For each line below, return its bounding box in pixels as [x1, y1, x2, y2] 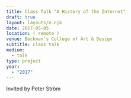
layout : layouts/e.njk [6, 19, 62, 25]
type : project [6, 58, 41, 64]
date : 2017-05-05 [6, 25, 49, 31]
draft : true [6, 14, 36, 20]
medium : [6, 47, 25, 53]
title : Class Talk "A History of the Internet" [6, 8, 126, 15]
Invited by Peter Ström [6, 85, 61, 92]
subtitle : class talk [6, 42, 60, 48]
